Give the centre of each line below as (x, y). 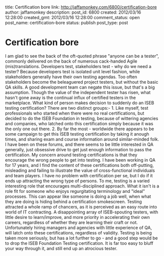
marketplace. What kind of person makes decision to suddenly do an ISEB (80, 103)
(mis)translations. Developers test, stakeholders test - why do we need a (78, 66)
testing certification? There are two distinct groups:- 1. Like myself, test (77, 108)
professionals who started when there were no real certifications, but (75, 113)
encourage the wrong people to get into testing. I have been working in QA (80, 160)
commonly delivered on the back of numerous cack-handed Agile (71, 61)
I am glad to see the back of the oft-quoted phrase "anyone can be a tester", (82, 56)
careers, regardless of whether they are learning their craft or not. (71, 222)
